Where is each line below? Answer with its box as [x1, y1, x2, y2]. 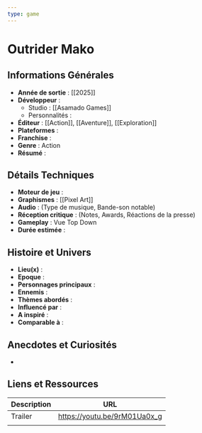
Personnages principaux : [17, 280, 96, 289]
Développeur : [17, 95, 61, 104]
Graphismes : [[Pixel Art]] [17, 196, 94, 204]
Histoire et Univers [7, 246, 92, 258]
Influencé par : [17, 303, 62, 311]
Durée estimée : [17, 225, 66, 235]
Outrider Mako [7, 41, 94, 57]
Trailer [11, 411, 33, 421]
